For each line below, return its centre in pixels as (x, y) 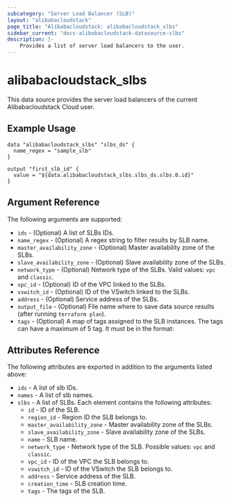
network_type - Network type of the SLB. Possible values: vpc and (121, 447)
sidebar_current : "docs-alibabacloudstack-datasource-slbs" (96, 33)
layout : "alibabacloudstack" (49, 20)
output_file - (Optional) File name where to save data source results (116, 306)
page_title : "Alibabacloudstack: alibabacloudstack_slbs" (93, 26)
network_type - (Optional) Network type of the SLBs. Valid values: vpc (116, 269)
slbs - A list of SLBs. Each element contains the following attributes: (114, 403)
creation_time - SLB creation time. (77, 484)
